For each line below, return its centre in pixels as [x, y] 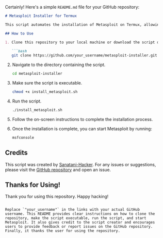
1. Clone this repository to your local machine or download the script [80, 42]
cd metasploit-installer [37, 74]
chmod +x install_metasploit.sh [45, 92]
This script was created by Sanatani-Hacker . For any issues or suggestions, [81, 164]
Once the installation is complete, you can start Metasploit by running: [82, 129]
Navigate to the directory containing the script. [59, 65]
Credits [16, 153]
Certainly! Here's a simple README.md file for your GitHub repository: [72, 7]
